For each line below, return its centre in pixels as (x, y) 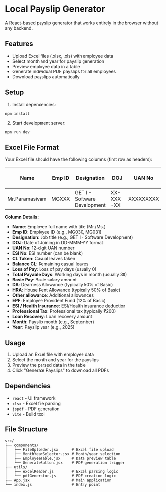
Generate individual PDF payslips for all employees (64, 71)
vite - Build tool (29, 414)
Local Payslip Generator (55, 9)
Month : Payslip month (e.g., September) (53, 322)
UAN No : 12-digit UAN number (43, 248)
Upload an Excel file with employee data (53, 354)
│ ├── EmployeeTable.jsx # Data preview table (61, 458)
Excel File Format (32, 147)
